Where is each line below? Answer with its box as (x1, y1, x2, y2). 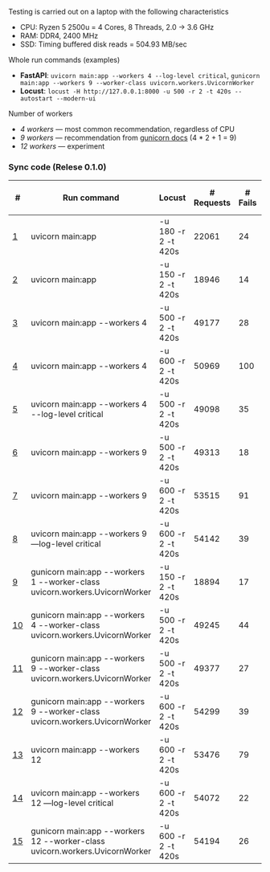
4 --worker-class (31, 620, 100, 631)
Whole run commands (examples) (8, 55, 121, 64)
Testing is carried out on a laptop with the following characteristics (8, 7, 229, 16)
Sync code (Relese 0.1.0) (8, 161, 107, 172)
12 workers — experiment (19, 141, 105, 151)
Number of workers (8, 108, 73, 118)
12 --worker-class (31, 836, 106, 847)
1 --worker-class (31, 576, 100, 587)
